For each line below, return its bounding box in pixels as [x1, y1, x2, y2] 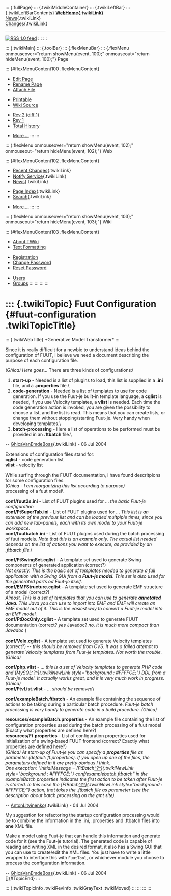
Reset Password [12, 265, 47, 271]
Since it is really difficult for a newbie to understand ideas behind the [5, 346, 150, 353]
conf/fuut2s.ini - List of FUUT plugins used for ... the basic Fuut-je [5, 497, 146, 504]
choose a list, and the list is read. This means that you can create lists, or [12, 409, 165, 415]
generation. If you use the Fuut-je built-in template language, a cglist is [12, 393, 162, 400]
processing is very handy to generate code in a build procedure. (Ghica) [5, 706, 157, 712]
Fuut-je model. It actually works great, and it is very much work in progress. [5, 675, 164, 681]
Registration [12, 254, 38, 260]
